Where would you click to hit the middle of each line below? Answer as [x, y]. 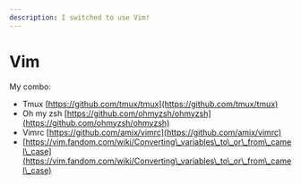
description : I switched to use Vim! [80, 17]
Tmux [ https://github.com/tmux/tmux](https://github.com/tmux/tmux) [150, 104]
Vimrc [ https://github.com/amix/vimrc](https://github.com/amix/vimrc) [152, 132]
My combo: [30, 87]
